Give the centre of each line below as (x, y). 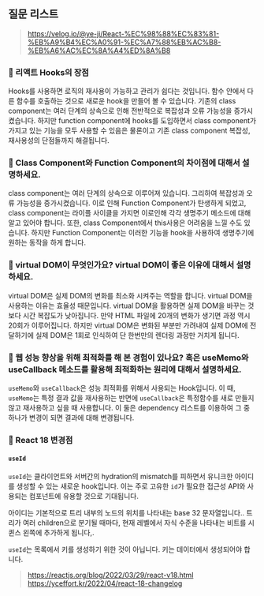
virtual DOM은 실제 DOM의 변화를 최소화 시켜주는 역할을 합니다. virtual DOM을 (130, 295)
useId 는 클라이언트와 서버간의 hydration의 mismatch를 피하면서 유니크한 (121, 477)
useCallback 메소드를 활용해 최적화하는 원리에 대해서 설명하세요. (125, 369)
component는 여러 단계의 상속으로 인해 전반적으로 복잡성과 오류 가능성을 (120, 111)
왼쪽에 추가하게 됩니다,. (58, 533)
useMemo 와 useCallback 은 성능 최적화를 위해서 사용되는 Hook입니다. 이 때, (122, 388)
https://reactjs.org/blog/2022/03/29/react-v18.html (110, 575)
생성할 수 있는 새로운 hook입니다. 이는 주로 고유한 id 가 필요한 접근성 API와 (131, 486)
